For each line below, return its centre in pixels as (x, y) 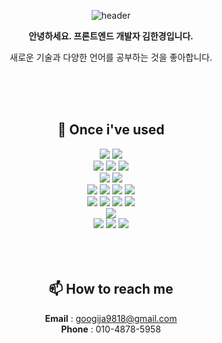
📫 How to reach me (111, 289)
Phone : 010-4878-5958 (111, 329)
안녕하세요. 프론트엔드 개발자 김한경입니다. (111, 36)
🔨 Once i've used (111, 130)
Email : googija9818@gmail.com (111, 318)
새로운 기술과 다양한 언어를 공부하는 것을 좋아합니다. (111, 57)
